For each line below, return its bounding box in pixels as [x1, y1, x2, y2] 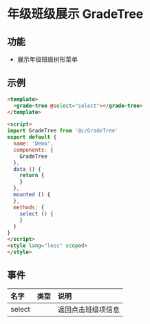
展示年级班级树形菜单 [17, 56, 78, 63]
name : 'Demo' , [13, 140, 54, 148]
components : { [13, 146, 54, 153]
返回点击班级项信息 [57, 305, 120, 314]
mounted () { [13, 192, 51, 198]
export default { [7, 134, 57, 141]
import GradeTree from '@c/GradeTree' [7, 128, 118, 135]
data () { [13, 165, 41, 172]
